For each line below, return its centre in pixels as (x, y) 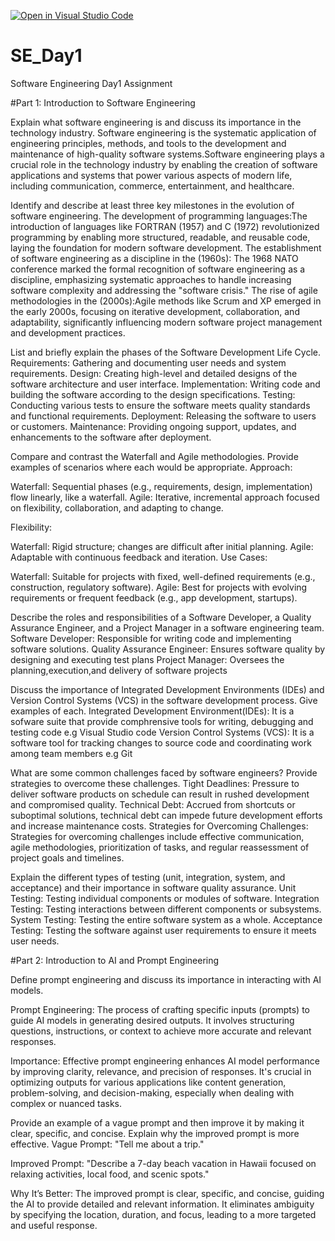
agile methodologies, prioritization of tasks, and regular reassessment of (160, 847)
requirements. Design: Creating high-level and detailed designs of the (154, 373)
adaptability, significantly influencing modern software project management (166, 322)
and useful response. (54, 1225)
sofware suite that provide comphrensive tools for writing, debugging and (162, 721)
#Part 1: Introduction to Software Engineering (103, 102)
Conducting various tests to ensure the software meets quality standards (160, 405)
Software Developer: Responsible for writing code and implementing (151, 638)
